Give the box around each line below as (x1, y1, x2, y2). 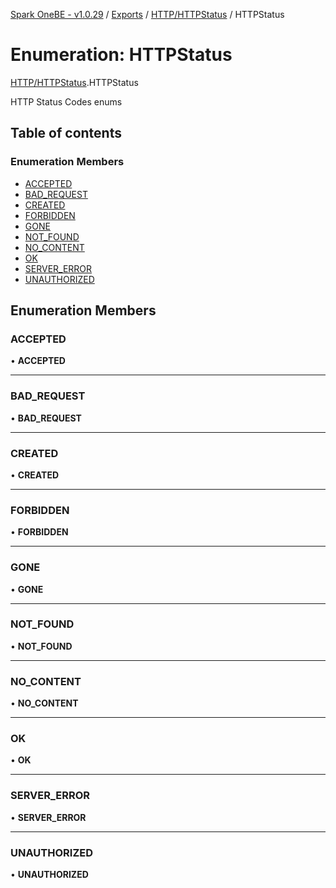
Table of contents (10, 125, 122, 142)
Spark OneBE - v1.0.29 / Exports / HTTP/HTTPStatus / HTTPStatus (10, 9, 285, 20)
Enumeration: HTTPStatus (10, 44, 233, 66)
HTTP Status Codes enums (10, 95, 123, 108)
